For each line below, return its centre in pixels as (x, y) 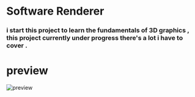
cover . (17, 46)
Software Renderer (55, 11)
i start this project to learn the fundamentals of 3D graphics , (98, 31)
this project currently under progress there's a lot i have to (95, 38)
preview (28, 71)
